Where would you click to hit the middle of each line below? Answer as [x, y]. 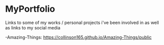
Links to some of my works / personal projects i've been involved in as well [82, 22]
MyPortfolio [30, 9]
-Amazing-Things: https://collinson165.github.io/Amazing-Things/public [79, 37]
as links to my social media [33, 27]
